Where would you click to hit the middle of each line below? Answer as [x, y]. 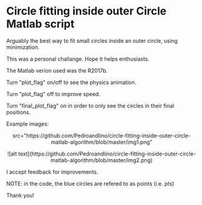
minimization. [23, 47]
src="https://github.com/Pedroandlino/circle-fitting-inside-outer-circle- [102, 135]
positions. [18, 112]
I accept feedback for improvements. [52, 172]
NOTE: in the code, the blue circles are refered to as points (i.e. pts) [90, 183]
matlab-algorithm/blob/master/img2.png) [102, 160]
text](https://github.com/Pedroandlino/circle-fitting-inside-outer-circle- [107, 154]
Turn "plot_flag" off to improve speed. [54, 94]
